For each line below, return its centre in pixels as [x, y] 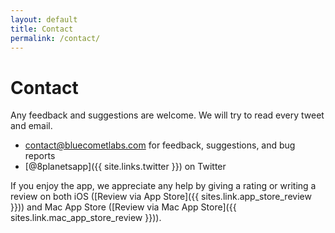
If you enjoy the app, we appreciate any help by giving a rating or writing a [163, 186]
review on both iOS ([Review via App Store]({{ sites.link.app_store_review [161, 197]
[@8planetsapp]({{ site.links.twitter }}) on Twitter [125, 167]
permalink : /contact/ [55, 38]
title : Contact [42, 29]
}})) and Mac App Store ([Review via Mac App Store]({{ [123, 207]
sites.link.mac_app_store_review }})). [86, 218]
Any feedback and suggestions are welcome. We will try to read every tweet [167, 115]
